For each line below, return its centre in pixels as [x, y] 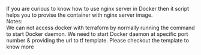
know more [20, 47]
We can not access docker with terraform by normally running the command [100, 27]
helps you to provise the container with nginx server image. [79, 15]
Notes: [14, 21]
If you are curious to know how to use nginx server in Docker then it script [98, 9]
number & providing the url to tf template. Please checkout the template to [97, 40]
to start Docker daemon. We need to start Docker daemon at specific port [97, 34]
